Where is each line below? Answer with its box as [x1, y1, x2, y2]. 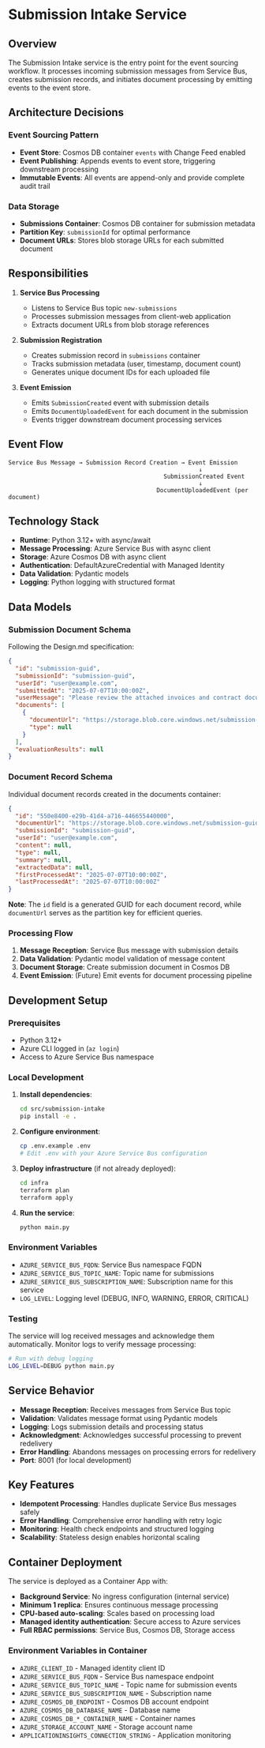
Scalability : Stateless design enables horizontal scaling [19, 1532, 200, 1542]
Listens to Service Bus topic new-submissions [31, 303, 177, 313]
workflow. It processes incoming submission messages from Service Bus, [8, 66, 248, 76]
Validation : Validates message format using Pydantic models [19, 1413, 218, 1423]
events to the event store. [8, 83, 91, 92]
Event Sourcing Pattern [8, 130, 99, 141]
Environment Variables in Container [8, 1645, 147, 1656]
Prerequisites [8, 1017, 61, 1028]
